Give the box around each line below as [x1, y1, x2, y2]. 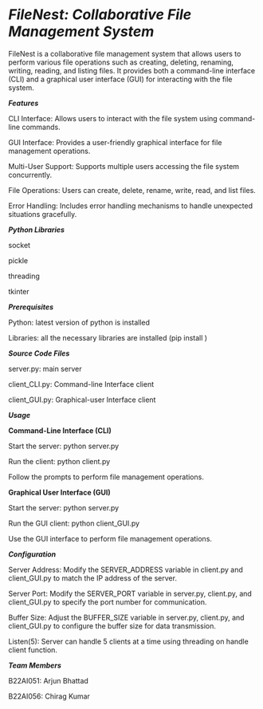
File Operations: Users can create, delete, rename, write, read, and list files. [8, 185, 257, 195]
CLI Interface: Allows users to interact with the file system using [8, 113, 218, 123]
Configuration [8, 549, 57, 559]
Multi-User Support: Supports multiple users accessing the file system [8, 161, 240, 171]
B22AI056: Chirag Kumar [8, 691, 90, 701]
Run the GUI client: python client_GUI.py [8, 518, 140, 528]
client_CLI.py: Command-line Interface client [8, 379, 154, 388]
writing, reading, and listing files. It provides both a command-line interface [8, 65, 256, 75]
